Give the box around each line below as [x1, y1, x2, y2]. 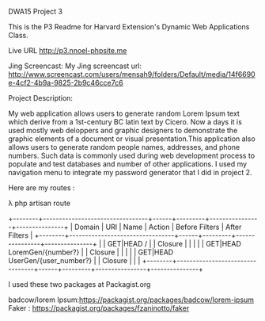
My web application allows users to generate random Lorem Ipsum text [8, 109, 240, 118]
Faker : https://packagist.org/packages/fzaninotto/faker [8, 304, 190, 312]
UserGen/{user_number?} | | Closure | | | [8, 256, 141, 265]
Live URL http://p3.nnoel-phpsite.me [8, 46, 127, 55]
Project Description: [8, 94, 74, 102]
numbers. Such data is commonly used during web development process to [8, 151, 256, 160]
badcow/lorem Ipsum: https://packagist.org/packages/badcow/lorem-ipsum [8, 295, 255, 304]
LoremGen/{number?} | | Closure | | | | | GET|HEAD [8, 247, 174, 257]
